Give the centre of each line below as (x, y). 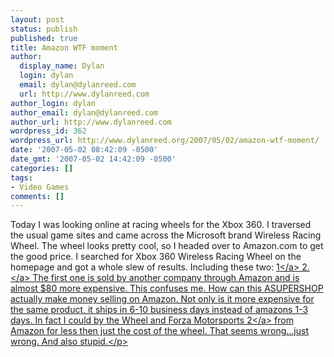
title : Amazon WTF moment (64, 47)
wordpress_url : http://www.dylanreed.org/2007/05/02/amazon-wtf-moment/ (165, 141)
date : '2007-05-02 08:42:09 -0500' (84, 150)
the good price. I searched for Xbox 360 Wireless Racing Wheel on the (156, 257)
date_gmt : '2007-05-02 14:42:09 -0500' (93, 159)
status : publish (44, 29)
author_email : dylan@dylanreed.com (84, 112)
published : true (44, 38)
